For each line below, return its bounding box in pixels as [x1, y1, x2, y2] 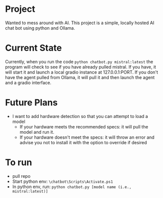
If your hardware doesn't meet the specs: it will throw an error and [19, 134, 155, 140]
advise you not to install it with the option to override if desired [19, 139, 147, 145]
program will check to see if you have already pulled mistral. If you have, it [5, 64, 157, 70]
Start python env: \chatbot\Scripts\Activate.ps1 [12, 178, 113, 184]
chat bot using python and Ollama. [5, 25, 75, 31]
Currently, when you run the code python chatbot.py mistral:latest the [5, 58, 153, 65]
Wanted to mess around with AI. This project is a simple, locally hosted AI [5, 20, 155, 26]
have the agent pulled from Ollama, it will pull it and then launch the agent [5, 74, 155, 80]
